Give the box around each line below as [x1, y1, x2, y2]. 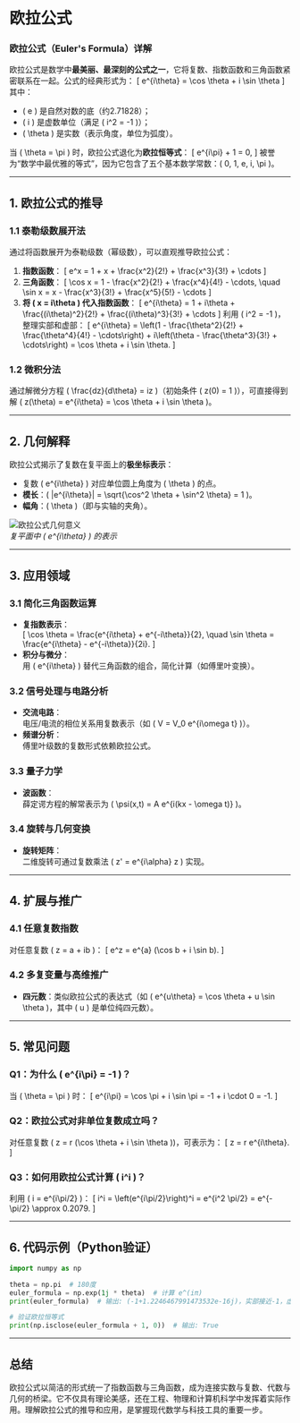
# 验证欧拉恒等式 [9, 1313, 64, 1322]
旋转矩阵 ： [21, 845, 62, 856]
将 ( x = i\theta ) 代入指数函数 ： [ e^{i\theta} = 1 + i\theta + [21, 297, 236, 309]
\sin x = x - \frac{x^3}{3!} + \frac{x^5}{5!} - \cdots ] [21, 287, 212, 298]
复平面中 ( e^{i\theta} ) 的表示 [9, 531, 118, 541]
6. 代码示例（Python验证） [9, 1240, 158, 1255]
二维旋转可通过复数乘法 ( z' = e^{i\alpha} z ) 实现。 [21, 856, 210, 866]
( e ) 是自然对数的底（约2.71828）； [21, 106, 151, 116]
